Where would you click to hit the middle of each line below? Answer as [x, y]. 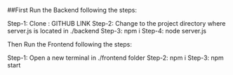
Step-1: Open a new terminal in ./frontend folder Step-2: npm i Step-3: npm [116, 58]
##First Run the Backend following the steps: [72, 10]
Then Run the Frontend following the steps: [69, 44]
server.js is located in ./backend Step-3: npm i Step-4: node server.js [107, 31]
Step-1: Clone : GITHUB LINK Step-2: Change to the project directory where [116, 23]
